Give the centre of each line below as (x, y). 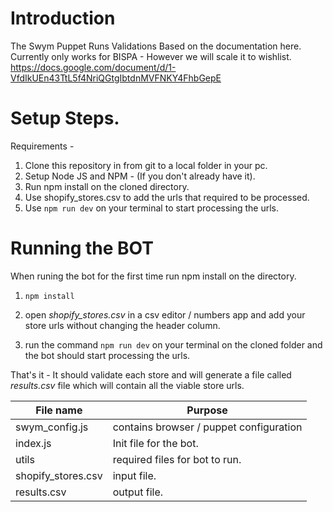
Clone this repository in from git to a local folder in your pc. (146, 165)
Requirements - (42, 146)
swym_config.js (52, 427)
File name (59, 410)
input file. (134, 475)
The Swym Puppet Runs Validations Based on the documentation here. (156, 46)
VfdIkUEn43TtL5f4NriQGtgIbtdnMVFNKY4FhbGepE (116, 78)
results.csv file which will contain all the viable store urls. (127, 385)
